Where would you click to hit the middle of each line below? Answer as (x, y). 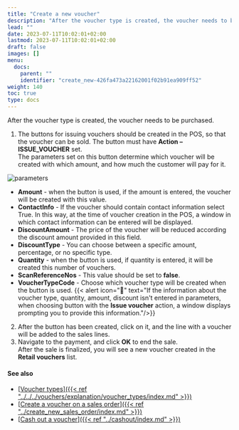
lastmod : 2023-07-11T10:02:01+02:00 (62, 41)
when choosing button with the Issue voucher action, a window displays (124, 305)
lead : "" (20, 27)
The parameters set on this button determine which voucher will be (116, 157)
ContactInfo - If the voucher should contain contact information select (121, 207)
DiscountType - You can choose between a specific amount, (107, 245)
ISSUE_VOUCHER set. (50, 149)
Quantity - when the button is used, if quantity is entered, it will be (115, 260)
